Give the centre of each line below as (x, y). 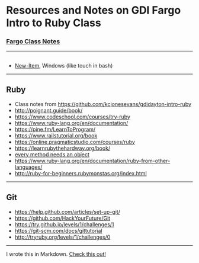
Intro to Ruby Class (54, 23)
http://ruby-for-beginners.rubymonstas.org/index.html (81, 173)
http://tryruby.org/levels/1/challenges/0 (62, 237)
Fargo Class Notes (33, 41)
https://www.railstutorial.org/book (56, 135)
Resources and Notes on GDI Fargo (94, 10)
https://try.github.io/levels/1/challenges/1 (64, 224)
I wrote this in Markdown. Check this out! (56, 254)
